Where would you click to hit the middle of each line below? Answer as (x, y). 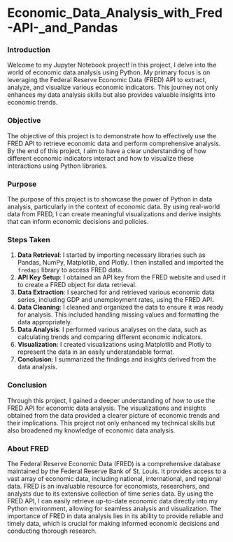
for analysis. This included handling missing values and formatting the (118, 315)
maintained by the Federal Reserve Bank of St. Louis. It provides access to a (117, 471)
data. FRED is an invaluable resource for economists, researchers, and (108, 486)
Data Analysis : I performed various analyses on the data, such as (112, 330)
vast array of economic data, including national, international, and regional (114, 478)
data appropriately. (44, 322)
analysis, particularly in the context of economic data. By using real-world (114, 207)
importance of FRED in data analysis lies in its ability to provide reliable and (115, 516)
